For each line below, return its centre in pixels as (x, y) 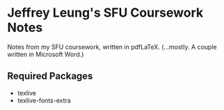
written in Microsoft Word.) (46, 54)
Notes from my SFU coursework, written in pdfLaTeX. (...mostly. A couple (112, 47)
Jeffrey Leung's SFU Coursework (105, 13)
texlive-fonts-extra (44, 100)
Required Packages (50, 76)
